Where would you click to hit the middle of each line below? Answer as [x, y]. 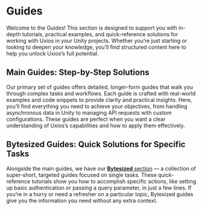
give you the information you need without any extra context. [82, 200]
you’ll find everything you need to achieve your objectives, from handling [97, 106]
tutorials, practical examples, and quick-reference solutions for [100, 34]
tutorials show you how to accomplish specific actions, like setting [114, 181]
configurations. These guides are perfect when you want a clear [86, 119]
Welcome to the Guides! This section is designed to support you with [92, 28]
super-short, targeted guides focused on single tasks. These [81, 175]
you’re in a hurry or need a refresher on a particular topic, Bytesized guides [100, 194]
